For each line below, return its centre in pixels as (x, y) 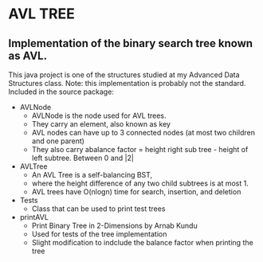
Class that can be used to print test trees (98, 209)
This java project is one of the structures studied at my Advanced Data (124, 75)
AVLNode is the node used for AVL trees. (99, 115)
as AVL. (28, 55)
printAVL (34, 217)
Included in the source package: (61, 92)
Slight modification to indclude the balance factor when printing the (142, 242)
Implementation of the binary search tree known (131, 43)
